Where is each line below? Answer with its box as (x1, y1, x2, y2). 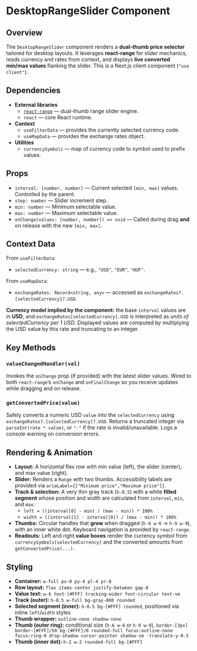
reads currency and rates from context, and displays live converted (6, 56, 171, 63)
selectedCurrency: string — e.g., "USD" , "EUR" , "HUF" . (14, 266, 145, 273)
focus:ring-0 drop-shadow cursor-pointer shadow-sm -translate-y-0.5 (14, 633, 189, 639)
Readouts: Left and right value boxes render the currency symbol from (14, 532, 188, 539)
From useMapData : (6, 278, 48, 285)
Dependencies (6, 86, 61, 96)
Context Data (6, 239, 56, 249)
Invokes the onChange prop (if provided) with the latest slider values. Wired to (6, 372, 192, 379)
